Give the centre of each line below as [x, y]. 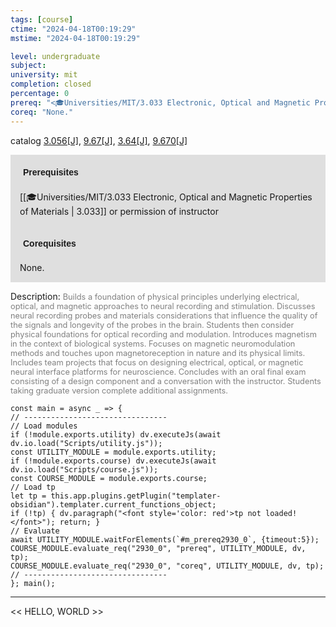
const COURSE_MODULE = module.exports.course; [109, 478]
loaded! [281, 513]
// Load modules [44, 426]
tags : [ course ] [42, 19]
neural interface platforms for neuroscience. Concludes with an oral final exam [158, 371]
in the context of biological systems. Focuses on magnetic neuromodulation [153, 343]
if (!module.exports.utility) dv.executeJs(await [116, 434]
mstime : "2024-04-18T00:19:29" [75, 38]
